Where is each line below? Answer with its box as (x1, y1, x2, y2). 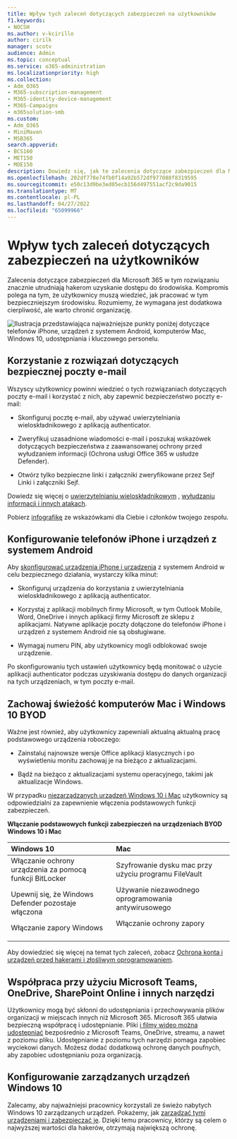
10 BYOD (7, 709, 47, 721)
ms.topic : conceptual (7, 56, 71, 63)
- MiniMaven (7, 128, 42, 135)
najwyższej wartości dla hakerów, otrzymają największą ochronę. (7, 1123, 197, 1132)
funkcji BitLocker (11, 874, 67, 884)
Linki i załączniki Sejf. (17, 477, 80, 487)
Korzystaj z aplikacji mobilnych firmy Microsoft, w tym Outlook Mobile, (17, 605, 222, 614)
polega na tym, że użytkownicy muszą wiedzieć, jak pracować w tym (7, 291, 209, 299)
